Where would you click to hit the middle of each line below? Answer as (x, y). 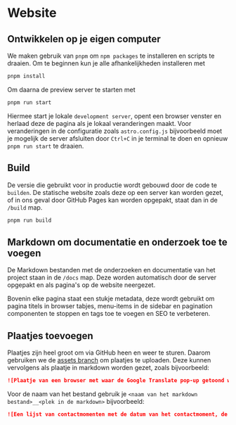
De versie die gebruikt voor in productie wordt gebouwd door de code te (112, 185)
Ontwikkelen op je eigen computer (84, 39)
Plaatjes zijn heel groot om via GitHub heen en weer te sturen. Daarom (109, 353)
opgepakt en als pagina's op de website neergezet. (81, 285)
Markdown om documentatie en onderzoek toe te (118, 242)
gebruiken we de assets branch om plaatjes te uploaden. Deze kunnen (109, 360)
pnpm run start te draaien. (46, 146)
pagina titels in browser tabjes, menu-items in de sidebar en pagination (110, 306)
